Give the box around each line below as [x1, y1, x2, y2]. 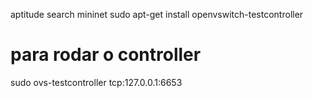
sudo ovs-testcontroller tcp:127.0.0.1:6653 [10, 76, 183, 88]
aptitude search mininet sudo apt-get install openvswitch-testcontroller [10, 9, 304, 20]
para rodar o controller [10, 44, 202, 66]
